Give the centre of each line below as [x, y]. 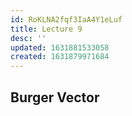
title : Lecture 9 [46, 29]
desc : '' [28, 38]
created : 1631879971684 [60, 57]
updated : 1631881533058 [60, 47]
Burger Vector [55, 97]
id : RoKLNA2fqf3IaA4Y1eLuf [66, 19]
